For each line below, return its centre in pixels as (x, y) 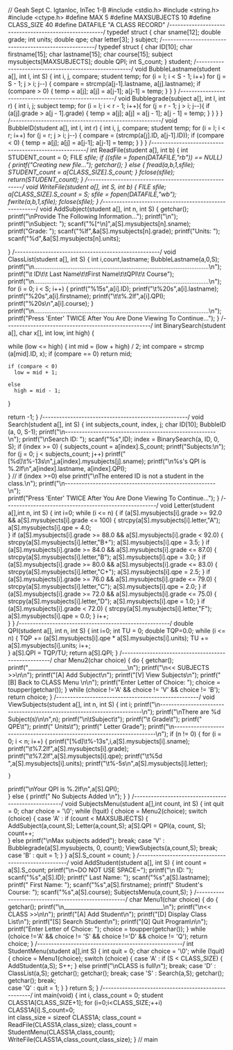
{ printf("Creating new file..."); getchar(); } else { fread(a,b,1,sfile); (101, 165)
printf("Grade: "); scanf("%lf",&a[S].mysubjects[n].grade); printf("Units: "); (114, 231)
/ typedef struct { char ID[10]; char (144, 47)
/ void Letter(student (185, 505)
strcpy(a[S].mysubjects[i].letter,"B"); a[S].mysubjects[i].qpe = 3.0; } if (107, 557)
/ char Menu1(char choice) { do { (172, 900)
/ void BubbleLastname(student (176, 69)
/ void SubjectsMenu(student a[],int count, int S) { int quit (142, 803)
